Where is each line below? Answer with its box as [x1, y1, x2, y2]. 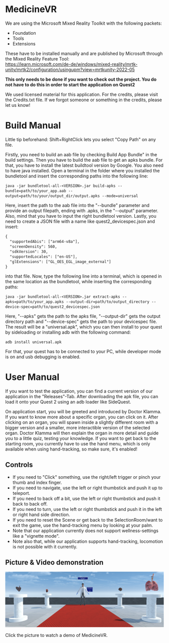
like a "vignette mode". [12, 533, 60, 539]
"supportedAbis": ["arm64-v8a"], [10, 239, 80, 244]
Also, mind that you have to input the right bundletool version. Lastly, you [5, 213, 157, 219]
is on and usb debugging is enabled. [5, 354, 80, 360]
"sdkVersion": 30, [10, 249, 49, 254]
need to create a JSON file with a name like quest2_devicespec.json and [5, 218, 155, 224]
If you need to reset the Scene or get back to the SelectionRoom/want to [12, 517, 163, 523]
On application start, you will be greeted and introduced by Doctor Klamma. [5, 408, 162, 414]
